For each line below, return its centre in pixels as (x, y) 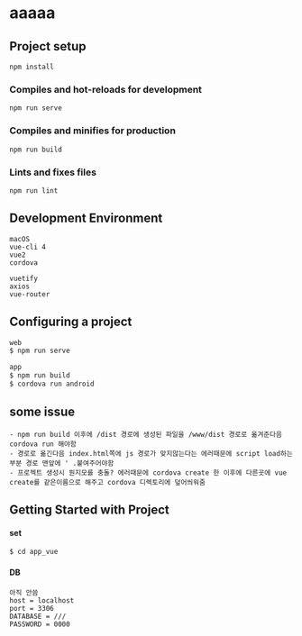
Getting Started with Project (89, 510)
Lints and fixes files (53, 172)
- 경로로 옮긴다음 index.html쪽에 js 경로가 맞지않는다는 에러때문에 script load (145, 453)
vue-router (30, 294)
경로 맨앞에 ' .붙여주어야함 (70, 463)
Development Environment (86, 218)
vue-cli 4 (28, 247)
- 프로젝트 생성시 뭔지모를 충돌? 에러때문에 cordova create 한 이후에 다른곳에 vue (148, 472)
